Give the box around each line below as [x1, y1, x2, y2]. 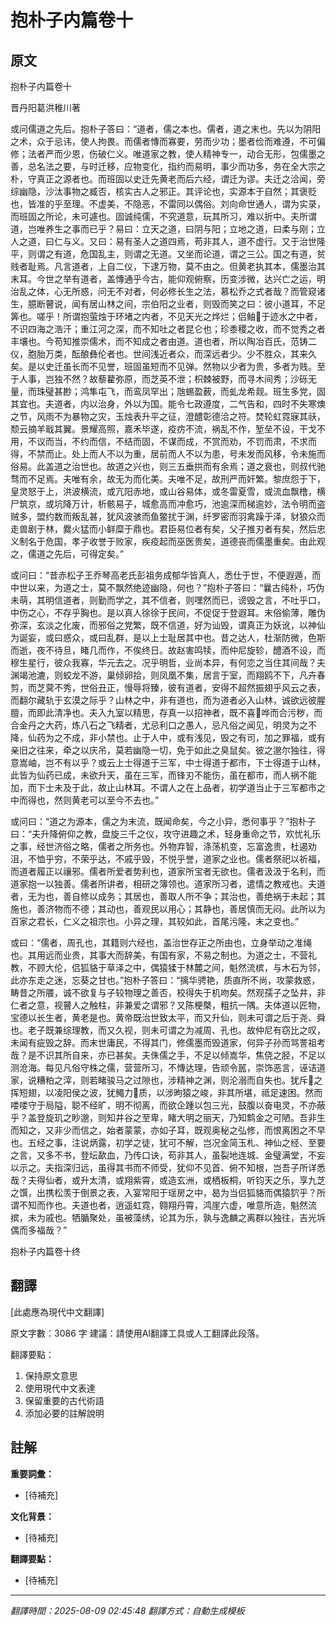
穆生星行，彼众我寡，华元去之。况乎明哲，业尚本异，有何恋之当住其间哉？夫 [10, 657, 326, 668]
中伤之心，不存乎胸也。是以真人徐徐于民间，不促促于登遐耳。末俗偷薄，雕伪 [10, 607, 326, 618]
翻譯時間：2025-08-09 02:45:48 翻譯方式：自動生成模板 [10, 1604, 245, 1616]
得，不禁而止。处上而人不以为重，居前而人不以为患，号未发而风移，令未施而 [10, 448, 326, 460]
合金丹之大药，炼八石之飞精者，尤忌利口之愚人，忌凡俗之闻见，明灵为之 [10, 719, 308, 731]
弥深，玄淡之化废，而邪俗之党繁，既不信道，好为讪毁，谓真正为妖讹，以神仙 [10, 619, 326, 631]
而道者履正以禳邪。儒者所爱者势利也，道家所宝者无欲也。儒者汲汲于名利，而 [10, 866, 326, 877]
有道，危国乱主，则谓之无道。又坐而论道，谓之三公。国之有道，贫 [53, 248, 326, 260]
